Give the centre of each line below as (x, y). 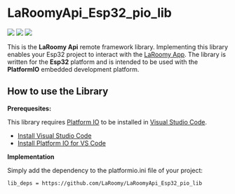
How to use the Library (58, 92)
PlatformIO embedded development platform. (73, 69)
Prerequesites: (29, 108)
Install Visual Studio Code (54, 136)
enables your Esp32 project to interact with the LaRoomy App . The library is (117, 54)
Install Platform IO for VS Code (62, 143)
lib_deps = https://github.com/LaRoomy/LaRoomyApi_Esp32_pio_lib (105, 183)
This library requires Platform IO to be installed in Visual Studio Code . (107, 122)
